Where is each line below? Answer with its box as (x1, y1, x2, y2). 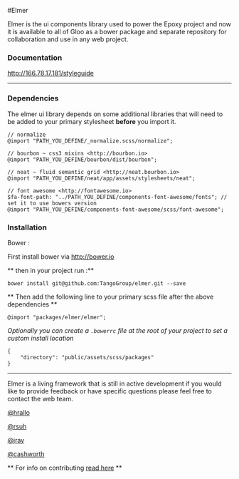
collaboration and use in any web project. (7, 35, 129, 43)
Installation (7, 222, 48, 232)
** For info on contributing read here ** (7, 463, 122, 472)
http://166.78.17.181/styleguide (7, 69, 94, 78)
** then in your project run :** (7, 266, 95, 274)
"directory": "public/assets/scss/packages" (20, 354, 154, 361)
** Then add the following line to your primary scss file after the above (7, 292, 214, 301)
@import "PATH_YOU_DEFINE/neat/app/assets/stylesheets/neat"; (7, 175, 196, 182)
